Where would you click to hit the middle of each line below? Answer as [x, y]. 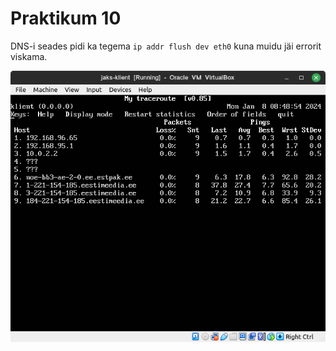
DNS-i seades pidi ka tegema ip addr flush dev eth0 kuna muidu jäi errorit [166, 46]
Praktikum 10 [66, 18]
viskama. [29, 56]
